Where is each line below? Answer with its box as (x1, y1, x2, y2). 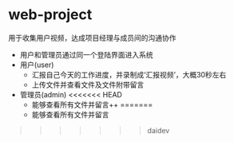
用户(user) (19, 60, 54, 69)
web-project (8, 6, 93, 24)
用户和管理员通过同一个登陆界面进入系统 (19, 49, 153, 59)
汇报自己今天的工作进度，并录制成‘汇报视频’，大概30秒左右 (31, 69, 227, 79)
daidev (147, 125, 170, 135)
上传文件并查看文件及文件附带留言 (31, 80, 145, 89)
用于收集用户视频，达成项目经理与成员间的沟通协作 (8, 33, 176, 42)
